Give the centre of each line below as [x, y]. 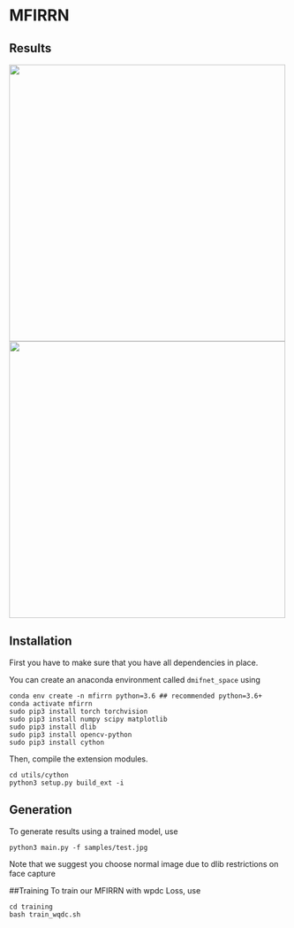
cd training [31, 907]
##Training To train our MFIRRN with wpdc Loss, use [105, 890]
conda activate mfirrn [51, 704]
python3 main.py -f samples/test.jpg [79, 847]
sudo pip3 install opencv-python [71, 735]
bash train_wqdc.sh [45, 914]
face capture [32, 873]
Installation [41, 642]
